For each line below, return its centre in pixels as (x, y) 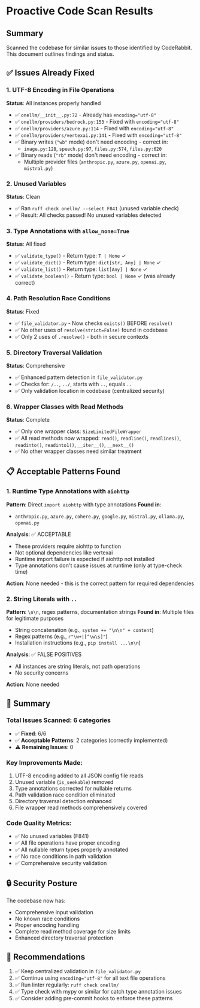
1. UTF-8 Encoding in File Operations (60, 90)
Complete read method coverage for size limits (72, 932)
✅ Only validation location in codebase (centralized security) (90, 390)
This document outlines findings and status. (60, 54)
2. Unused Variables (36, 183)
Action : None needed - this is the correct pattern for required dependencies (100, 583)
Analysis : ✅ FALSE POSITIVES (44, 654)
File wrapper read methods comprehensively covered (81, 808)
